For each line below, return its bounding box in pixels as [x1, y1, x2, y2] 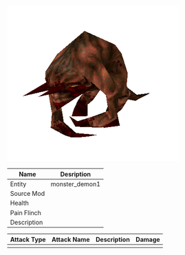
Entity [10, 179, 27, 188]
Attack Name [51, 235, 90, 243]
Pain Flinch [10, 208, 41, 217]
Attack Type [10, 235, 46, 243]
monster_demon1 [50, 179, 101, 188]
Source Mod [10, 190, 45, 197]
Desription [60, 170, 91, 178]
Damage [135, 235, 160, 243]
